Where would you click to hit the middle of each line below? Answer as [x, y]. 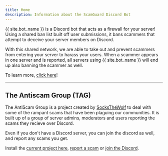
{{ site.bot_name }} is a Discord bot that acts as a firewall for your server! [80, 29]
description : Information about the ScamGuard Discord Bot [68, 15]
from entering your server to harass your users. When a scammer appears [82, 54]
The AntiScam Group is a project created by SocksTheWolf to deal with [78, 107]
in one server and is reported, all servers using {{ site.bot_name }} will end [82, 60]
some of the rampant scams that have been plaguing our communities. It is [82, 113]
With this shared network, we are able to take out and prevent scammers [80, 49]
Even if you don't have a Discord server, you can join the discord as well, [80, 133]
